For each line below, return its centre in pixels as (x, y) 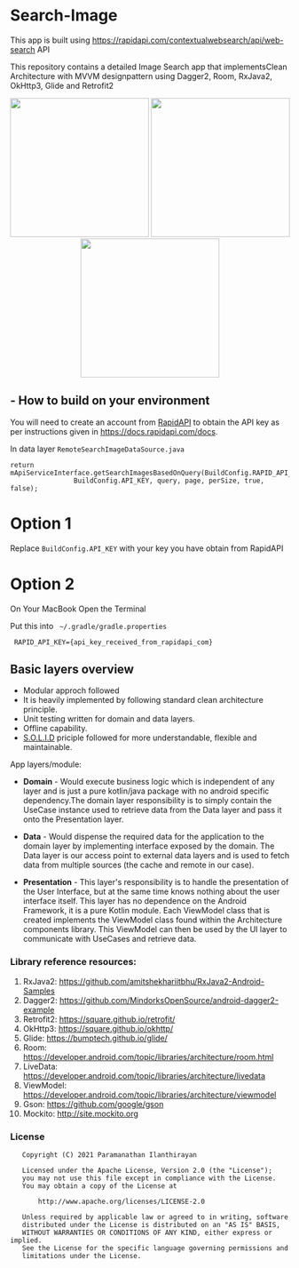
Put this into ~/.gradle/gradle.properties (89, 626)
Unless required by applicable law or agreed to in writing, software (155, 1217)
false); (24, 488)
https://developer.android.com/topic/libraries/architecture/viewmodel (149, 1095)
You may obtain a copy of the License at (99, 1186)
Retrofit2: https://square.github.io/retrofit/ (99, 1019)
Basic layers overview (72, 670)
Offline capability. (55, 729)
